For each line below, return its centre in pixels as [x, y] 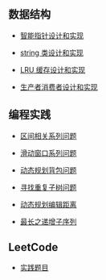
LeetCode [33, 247]
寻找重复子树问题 [48, 187]
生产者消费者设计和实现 [59, 86]
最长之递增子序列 [48, 221]
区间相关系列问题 [48, 136]
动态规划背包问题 [48, 170]
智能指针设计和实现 [52, 36]
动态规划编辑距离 [48, 204]
